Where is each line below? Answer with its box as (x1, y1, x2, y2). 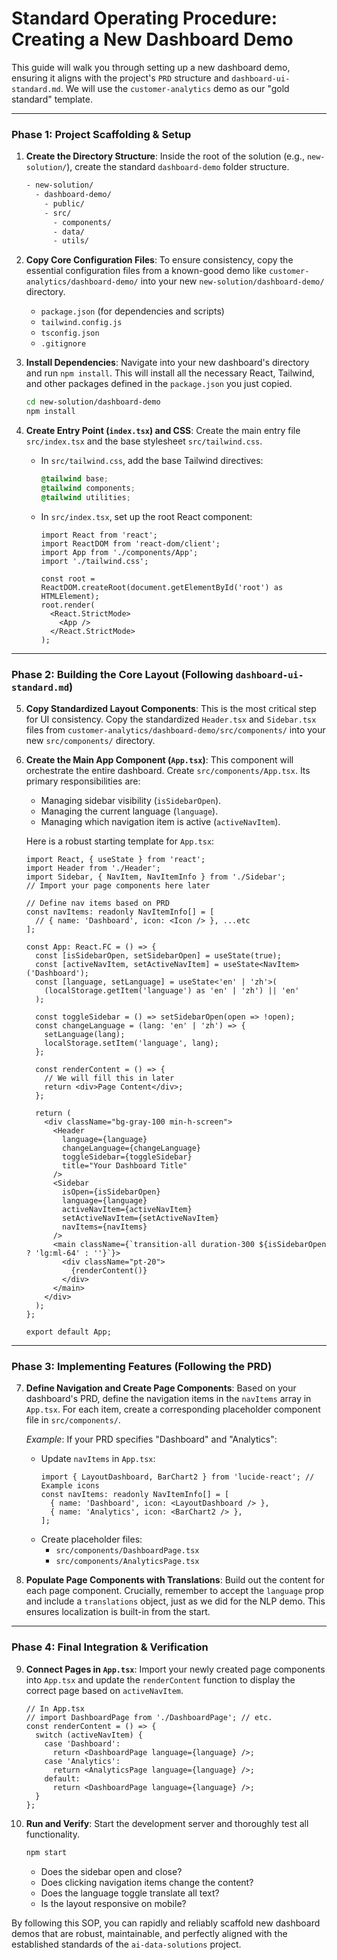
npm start (25, 1847, 68, 1857)
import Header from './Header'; (25, 863, 161, 874)
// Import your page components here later (25, 881, 211, 891)
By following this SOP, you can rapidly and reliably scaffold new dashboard (11, 1917, 321, 1929)
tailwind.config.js (40, 318, 123, 328)
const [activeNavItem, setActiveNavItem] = (35, 960, 219, 970)
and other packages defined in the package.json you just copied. (25, 378, 293, 390)
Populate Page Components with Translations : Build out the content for (25, 1574, 326, 1586)
